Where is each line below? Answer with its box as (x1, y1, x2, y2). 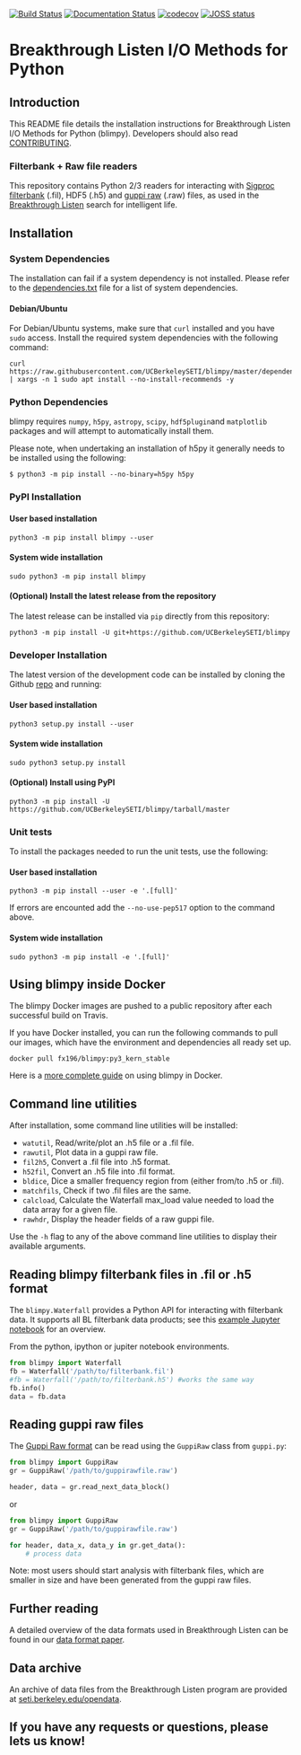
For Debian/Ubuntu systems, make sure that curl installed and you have (9, 323, 275, 334)
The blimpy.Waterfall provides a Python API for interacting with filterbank (9, 1305, 284, 1316)
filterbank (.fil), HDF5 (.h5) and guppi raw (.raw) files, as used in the (9, 190, 260, 201)
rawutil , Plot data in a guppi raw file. (21, 1147, 159, 1158)
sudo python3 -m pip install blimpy (9, 571, 146, 581)
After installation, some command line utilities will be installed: (9, 1120, 238, 1131)
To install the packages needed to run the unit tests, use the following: (9, 846, 269, 857)
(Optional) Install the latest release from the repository (9, 591, 217, 602)
